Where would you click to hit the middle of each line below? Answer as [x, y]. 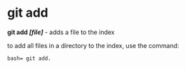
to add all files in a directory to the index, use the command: [93, 45]
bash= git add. [29, 58]
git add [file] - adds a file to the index [61, 32]
